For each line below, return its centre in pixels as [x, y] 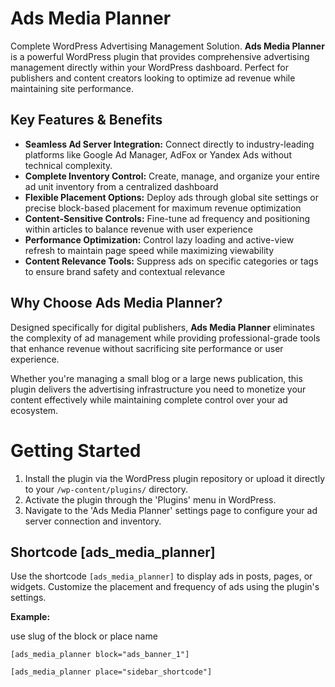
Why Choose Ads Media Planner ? [116, 303]
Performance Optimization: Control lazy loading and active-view [159, 239]
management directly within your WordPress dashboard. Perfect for [150, 67]
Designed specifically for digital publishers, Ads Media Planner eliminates [162, 327]
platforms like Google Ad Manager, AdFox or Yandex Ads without [158, 154]
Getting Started [76, 450]
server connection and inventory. [93, 521]
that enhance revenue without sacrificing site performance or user [147, 348]
